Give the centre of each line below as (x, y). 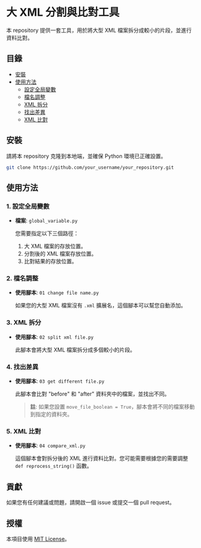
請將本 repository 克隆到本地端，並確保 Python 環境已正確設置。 (86, 156)
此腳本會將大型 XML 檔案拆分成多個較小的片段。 (75, 350)
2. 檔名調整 (22, 279)
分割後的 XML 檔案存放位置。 (60, 254)
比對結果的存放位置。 (50, 261)
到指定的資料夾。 (51, 414)
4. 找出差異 (22, 367)
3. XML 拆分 (24, 323)
